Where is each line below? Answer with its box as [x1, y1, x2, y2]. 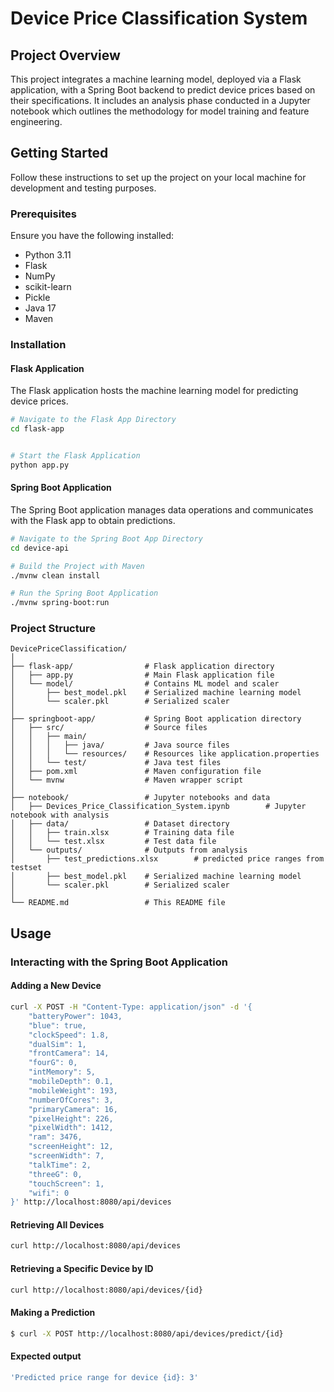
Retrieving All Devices [10, 1218, 105, 1231]
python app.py [10, 460, 70, 470]
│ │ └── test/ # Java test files [10, 758, 222, 768]
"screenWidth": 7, [28, 1151, 105, 1161]
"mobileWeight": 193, [28, 1085, 118, 1096]
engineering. [10, 116, 63, 127]
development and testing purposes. [10, 182, 157, 194]
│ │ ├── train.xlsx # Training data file [10, 828, 235, 838]
